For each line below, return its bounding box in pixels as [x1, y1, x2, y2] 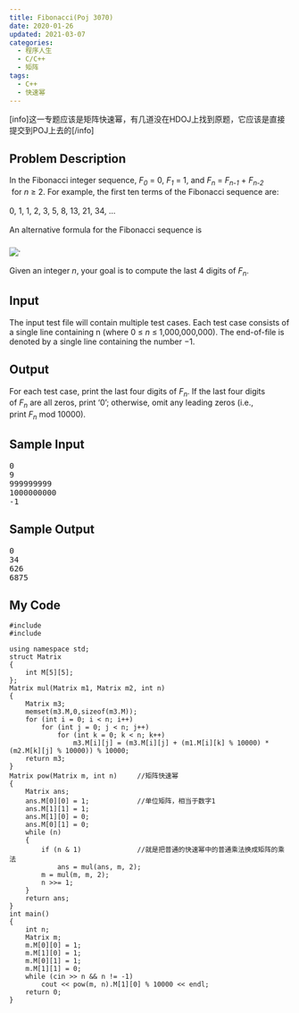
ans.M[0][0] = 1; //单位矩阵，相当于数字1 [25, 797, 216, 806]
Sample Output [9, 522, 96, 537]
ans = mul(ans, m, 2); [56, 863, 142, 872]
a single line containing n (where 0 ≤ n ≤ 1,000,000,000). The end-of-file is [9, 326, 285, 337]
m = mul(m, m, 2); [41, 871, 110, 880]
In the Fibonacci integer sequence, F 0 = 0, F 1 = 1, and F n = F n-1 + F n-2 [9, 175, 264, 188]
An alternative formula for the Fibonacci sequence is [9, 224, 203, 235]
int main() [9, 909, 50, 919]
